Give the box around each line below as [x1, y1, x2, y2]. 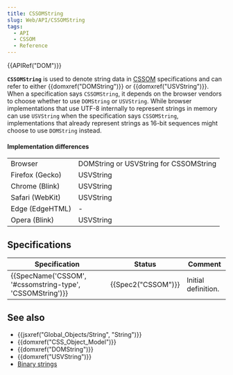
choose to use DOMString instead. [7, 126, 102, 134]
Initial [187, 275, 205, 285]
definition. [187, 284, 220, 294]
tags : [7, 23, 23, 30]
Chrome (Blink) [10, 182, 60, 191]
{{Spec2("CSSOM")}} [110, 280, 180, 290]
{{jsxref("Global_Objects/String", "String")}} [17, 330, 142, 338]
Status [134, 259, 157, 269]
